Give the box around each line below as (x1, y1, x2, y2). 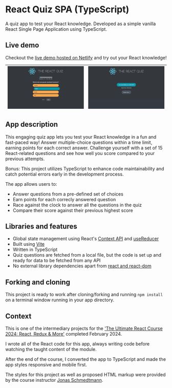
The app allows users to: (5, 181, 57, 187)
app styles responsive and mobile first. (5, 361, 87, 367)
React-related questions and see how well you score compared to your (5, 150, 155, 156)
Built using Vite (12, 241, 45, 247)
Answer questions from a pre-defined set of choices (12, 191, 124, 197)
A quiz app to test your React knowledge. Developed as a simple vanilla (5, 21, 156, 27)
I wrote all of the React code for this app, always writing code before (5, 340, 150, 347)
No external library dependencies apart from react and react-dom (12, 263, 152, 269)
